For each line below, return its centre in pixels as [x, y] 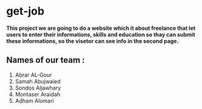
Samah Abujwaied [38, 81]
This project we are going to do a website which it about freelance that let [101, 28]
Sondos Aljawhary [38, 88]
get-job [25, 11]
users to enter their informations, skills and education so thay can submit [101, 34]
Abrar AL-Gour [33, 75]
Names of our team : [46, 60]
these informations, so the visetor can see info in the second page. [92, 41]
